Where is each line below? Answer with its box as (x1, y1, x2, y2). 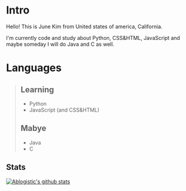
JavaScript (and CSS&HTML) (29, 106, 100, 113)
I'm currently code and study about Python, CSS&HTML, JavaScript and (6, 34, 180, 41)
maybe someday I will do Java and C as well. (6, 41, 114, 48)
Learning (20, 85, 55, 95)
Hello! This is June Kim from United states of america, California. (6, 23, 163, 30)
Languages (6, 61, 62, 75)
